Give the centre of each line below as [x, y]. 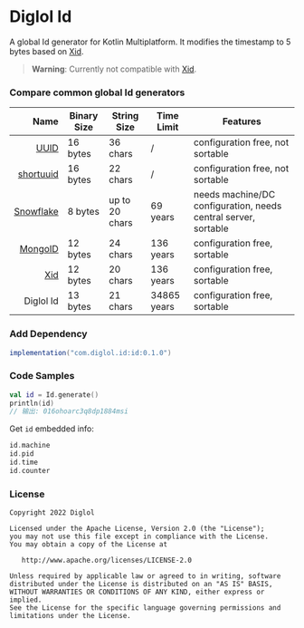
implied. [26, 600]
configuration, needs [237, 206]
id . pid [22, 454]
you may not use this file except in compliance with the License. [139, 536]
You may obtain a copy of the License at [89, 545]
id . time [24, 463]
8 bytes [83, 212]
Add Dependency [48, 334]
